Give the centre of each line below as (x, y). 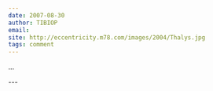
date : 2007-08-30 (37, 15)
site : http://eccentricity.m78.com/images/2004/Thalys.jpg (107, 37)
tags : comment (31, 45)
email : (19, 30)
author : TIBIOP (33, 23)
